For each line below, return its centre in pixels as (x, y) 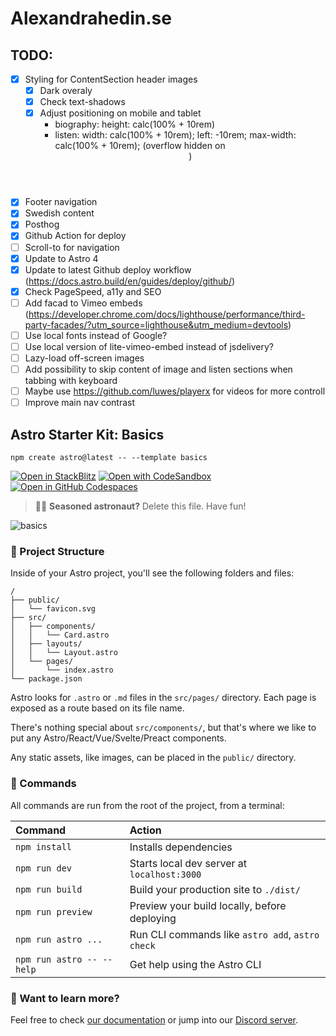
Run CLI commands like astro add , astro (224, 934)
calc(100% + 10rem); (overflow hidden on (140, 146)
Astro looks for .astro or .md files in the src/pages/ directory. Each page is (163, 698)
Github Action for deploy (75, 236)
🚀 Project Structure (57, 551)
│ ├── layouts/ (46, 644)
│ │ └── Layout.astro (64, 653)
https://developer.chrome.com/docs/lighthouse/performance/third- (167, 314)
